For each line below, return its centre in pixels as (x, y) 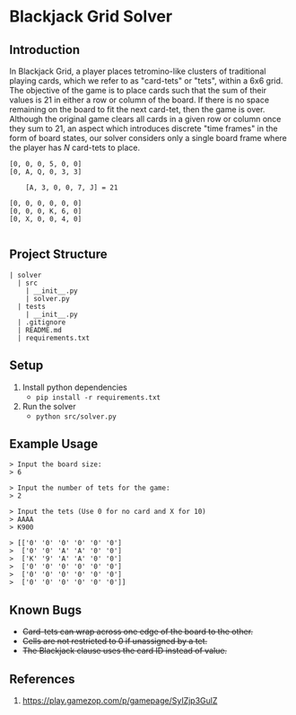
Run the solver (49, 406)
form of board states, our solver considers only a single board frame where (148, 138)
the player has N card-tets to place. (75, 147)
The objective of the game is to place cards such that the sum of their (138, 90)
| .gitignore (42, 322)
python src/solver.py (76, 416)
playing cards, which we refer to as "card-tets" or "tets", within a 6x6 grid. (146, 81)
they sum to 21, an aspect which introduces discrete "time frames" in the (144, 128)
